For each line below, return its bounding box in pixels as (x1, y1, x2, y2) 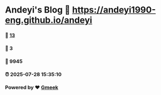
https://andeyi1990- (72, 4, 156, 16)
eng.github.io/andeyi (5, 15, 92, 26)
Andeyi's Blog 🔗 (5, 4, 71, 16)
